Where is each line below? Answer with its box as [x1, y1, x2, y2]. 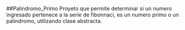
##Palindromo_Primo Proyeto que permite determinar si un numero [6, 5, 172, 12]
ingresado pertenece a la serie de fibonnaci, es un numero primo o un [6, 11, 179, 18]
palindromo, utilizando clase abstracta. [6, 18, 102, 24]
